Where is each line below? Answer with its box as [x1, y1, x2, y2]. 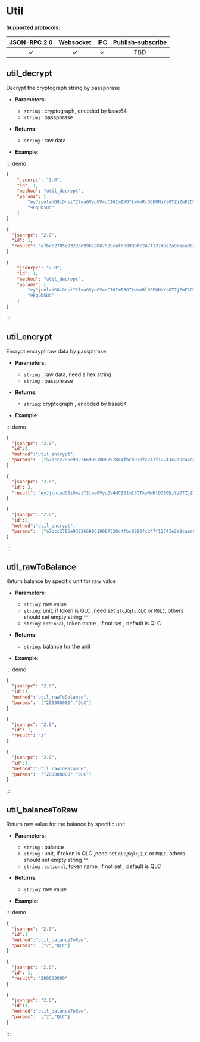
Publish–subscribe [112, 38, 167, 46]
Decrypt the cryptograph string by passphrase [6, 84, 120, 91]
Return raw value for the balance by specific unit [6, 821, 126, 828]
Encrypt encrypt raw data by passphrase [6, 348, 107, 355]
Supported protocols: [6, 24, 61, 31]
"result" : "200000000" [11, 975, 68, 981]
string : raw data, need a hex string [23, 371, 112, 378]
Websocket [58, 38, 92, 46]
